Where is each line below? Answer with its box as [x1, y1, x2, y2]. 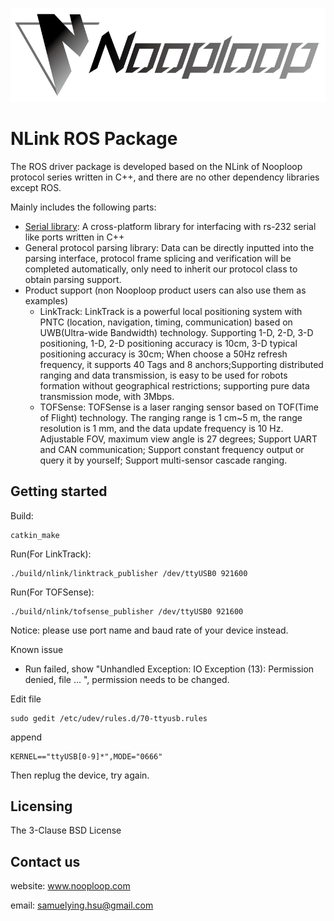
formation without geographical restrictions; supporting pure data [39, 379, 310, 392]
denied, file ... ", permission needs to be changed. [24, 673, 230, 685]
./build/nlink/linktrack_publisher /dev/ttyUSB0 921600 [10, 568, 248, 578]
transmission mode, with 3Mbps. [39, 390, 175, 402]
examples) [24, 294, 69, 307]
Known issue [10, 643, 64, 655]
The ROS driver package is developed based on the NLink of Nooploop [10, 160, 303, 172]
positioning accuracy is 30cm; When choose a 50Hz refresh [39, 348, 288, 360]
